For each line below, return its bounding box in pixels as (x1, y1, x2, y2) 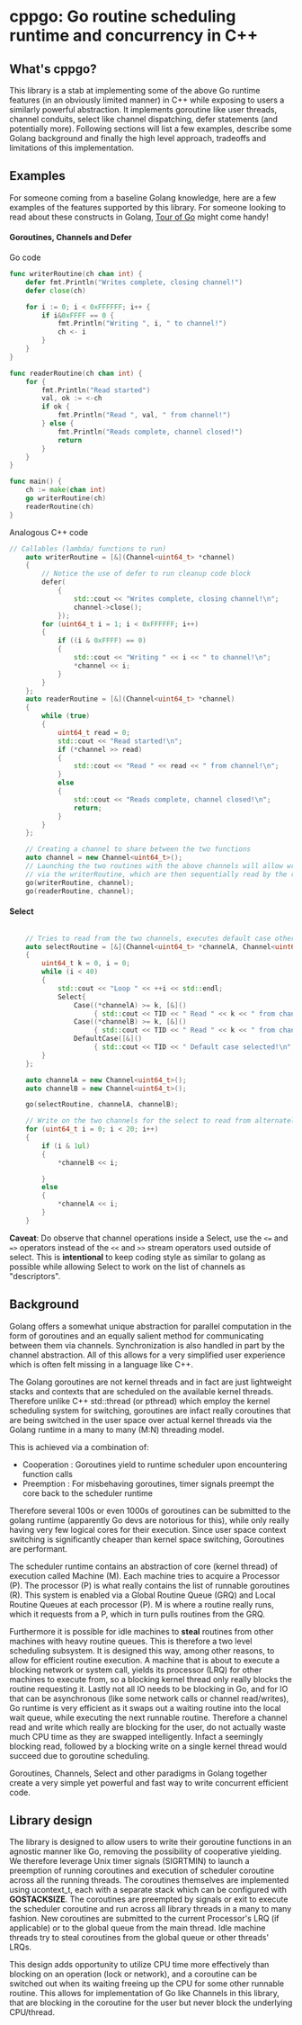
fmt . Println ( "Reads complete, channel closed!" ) (57, 427, 244, 436)
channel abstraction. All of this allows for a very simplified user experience (9, 1349, 286, 1360)
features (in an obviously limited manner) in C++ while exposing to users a (9, 94, 285, 105)
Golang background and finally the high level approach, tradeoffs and (9, 133, 267, 143)
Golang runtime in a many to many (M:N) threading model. (9, 1424, 225, 1435)
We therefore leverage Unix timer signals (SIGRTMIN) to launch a (9, 1856, 250, 1867)
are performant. (9, 1543, 67, 1554)
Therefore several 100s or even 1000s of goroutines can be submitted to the (9, 1505, 291, 1516)
